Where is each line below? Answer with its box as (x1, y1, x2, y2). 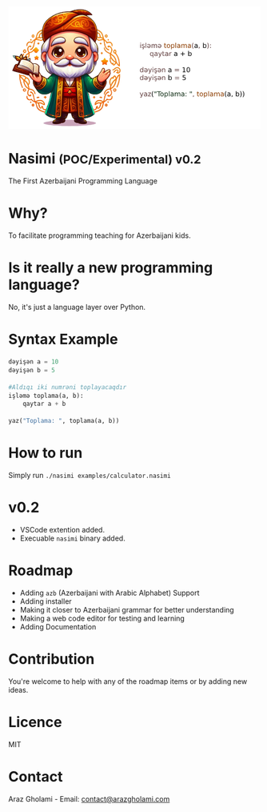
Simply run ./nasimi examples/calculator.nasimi (8, 470, 171, 480)
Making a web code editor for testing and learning (19, 613, 185, 623)
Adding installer (19, 596, 72, 606)
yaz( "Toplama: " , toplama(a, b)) (8, 417, 120, 425)
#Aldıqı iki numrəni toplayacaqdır (8, 383, 127, 391)
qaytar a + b (22, 400, 66, 408)
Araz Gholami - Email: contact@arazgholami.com (8, 794, 170, 803)
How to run (8, 444, 83, 462)
